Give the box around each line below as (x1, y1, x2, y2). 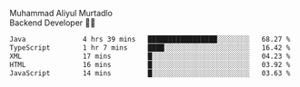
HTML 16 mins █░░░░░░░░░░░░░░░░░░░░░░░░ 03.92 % (9, 60, 291, 69)
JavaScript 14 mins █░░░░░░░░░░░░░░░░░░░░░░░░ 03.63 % (9, 68, 291, 78)
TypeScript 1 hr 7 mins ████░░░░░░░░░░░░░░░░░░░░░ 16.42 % (9, 43, 291, 53)
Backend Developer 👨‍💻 (9, 17, 96, 28)
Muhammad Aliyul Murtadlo (9, 8, 114, 18)
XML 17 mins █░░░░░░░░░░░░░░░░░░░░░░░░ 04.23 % (9, 52, 291, 61)
